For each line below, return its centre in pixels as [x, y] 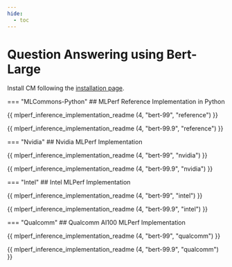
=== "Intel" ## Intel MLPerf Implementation [69, 182]
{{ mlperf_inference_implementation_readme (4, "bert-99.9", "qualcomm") [113, 250]
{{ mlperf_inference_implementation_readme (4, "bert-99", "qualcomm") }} [114, 236]
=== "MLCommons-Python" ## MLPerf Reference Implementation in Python [116, 102]
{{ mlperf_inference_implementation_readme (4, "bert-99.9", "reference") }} [115, 128]
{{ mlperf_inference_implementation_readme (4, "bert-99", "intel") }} [105, 196]
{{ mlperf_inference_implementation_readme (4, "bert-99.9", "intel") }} [108, 209]
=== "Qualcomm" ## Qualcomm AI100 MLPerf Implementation [96, 223]
